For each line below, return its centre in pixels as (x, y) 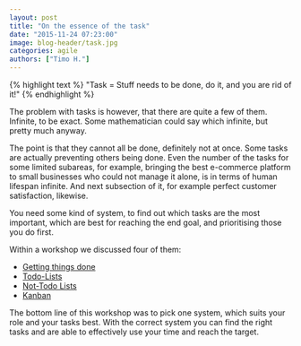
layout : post (34, 17)
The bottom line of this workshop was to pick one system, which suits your (147, 313)
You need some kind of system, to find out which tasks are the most (135, 213)
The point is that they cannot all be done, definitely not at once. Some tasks (149, 148)
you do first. (31, 232)
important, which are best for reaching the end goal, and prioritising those (146, 222)
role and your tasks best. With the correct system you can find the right (141, 322)
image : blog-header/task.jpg (64, 43)
